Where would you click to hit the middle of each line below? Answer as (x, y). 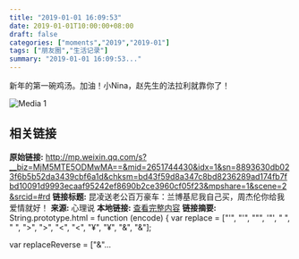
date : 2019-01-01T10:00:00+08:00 (72, 26)
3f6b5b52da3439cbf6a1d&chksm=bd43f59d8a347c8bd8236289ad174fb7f (149, 176)
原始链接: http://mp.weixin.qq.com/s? (78, 156)
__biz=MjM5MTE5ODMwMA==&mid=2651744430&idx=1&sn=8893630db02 (149, 167)
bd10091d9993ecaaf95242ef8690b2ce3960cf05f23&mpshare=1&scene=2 (148, 186)
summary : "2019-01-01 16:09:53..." (76, 59)
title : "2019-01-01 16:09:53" (66, 17)
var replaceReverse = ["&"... (60, 244)
